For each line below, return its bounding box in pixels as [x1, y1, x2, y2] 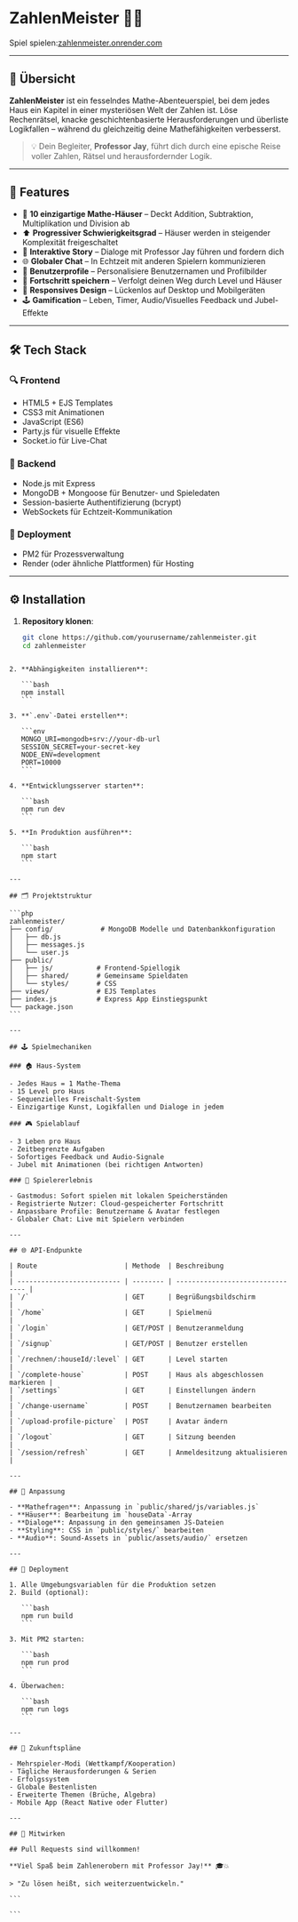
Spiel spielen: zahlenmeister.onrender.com [9, 37, 162, 48]
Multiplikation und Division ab [21, 218, 130, 228]
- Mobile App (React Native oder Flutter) [9, 1798, 169, 1807]
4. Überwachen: [9, 1682, 66, 1691]
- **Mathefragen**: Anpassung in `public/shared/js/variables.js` [9, 1502, 260, 1512]
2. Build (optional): [9, 1589, 90, 1598]
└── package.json [9, 1003, 74, 1012]
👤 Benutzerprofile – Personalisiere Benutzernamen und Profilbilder [21, 266, 268, 276]
